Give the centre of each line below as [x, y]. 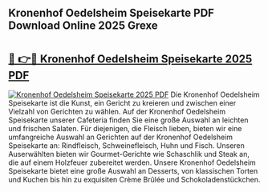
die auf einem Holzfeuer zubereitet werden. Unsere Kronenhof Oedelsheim [132, 162]
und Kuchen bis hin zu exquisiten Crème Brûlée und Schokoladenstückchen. [134, 180]
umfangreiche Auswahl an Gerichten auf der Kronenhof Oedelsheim [121, 137]
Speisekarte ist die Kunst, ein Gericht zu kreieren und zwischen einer [122, 103]
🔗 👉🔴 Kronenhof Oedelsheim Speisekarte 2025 [130, 59]
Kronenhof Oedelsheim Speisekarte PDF [112, 13]
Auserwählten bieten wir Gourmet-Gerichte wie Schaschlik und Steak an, [129, 154]
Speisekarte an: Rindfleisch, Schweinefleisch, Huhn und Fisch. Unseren [126, 146]
